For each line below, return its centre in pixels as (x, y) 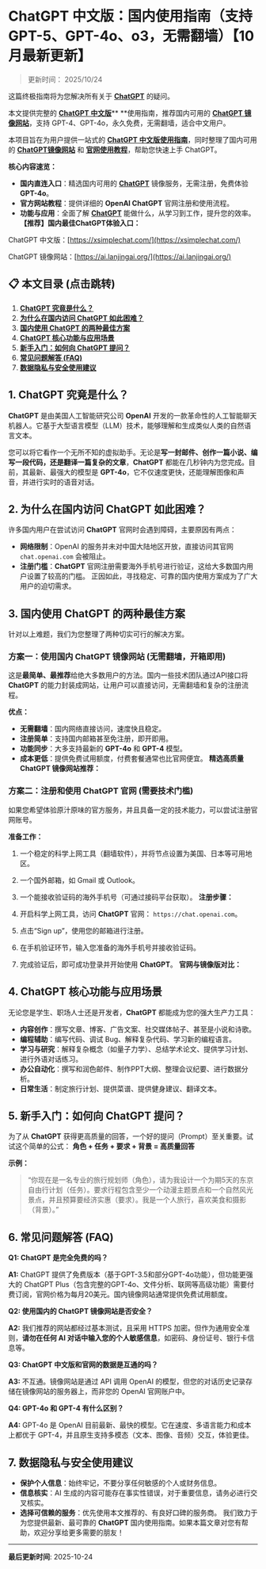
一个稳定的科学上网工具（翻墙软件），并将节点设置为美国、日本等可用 (132, 853)
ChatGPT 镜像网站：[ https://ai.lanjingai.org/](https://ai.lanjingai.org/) (120, 256)
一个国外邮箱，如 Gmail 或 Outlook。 (80, 880)
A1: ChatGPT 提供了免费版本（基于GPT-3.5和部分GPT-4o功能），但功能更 (127, 1275)
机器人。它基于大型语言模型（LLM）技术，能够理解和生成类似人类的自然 (126, 426)
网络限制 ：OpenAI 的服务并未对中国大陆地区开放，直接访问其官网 (126, 547)
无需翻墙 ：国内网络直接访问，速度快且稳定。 (93, 729)
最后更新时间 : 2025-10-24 (51, 1557)
